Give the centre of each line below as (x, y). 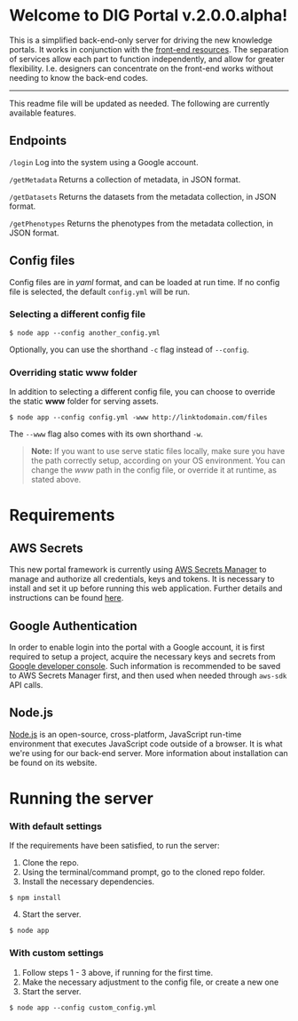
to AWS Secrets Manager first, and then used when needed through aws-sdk (148, 675)
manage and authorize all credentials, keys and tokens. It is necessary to (142, 579)
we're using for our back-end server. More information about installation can (149, 753)
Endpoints (38, 141)
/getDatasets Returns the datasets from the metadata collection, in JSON (143, 196)
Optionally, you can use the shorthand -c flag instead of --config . (129, 349)
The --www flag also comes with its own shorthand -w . (106, 434)
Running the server (81, 798)
